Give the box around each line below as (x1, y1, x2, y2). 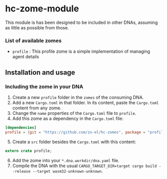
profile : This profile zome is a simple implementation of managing (12, 48, 151, 55)
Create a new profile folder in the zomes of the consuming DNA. (12, 94, 144, 100)
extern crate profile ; (5, 148, 52, 153)
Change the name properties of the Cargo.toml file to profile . (12, 110, 137, 116)
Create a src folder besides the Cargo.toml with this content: (12, 139, 136, 145)
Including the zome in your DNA (5, 83, 83, 90)
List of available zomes (5, 37, 62, 44)
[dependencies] (5, 125, 37, 130)
